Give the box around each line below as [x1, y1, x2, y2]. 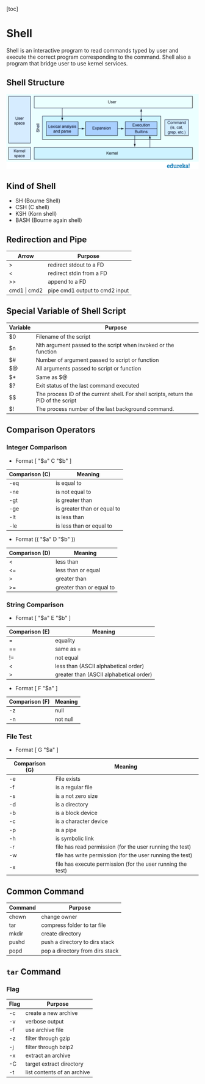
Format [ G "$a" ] [15, 746, 59, 754]
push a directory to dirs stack [41, 938, 115, 946]
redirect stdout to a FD [48, 261, 104, 268]
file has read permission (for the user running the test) [55, 843, 192, 850]
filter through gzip [25, 1034, 71, 1042]
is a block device [55, 809, 98, 817]
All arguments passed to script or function [35, 365, 142, 372]
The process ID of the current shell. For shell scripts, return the [35, 391, 193, 398]
